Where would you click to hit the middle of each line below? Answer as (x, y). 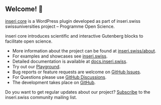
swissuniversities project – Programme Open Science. (60, 26)
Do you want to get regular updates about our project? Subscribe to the (78, 92)
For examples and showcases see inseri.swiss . (60, 56)
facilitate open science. (29, 41)
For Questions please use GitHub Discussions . (60, 77)
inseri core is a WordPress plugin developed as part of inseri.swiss (73, 21)
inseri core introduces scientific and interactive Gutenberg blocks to (74, 36)
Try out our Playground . (36, 66)
